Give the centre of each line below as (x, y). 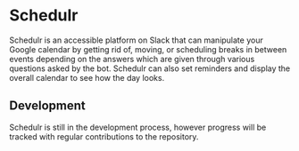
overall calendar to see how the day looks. (87, 77)
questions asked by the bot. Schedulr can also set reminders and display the (150, 68)
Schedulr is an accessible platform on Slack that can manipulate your (136, 40)
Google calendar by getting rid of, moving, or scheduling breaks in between (148, 49)
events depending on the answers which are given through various (132, 59)
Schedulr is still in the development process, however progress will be (138, 127)
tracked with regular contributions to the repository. (104, 136)
